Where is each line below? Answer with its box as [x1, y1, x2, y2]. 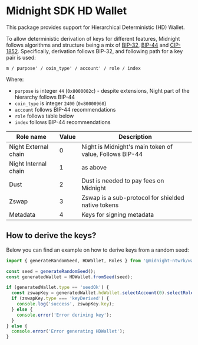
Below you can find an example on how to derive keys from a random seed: [6, 246, 190, 253]
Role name [16, 132, 47, 141]
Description [118, 132, 152, 141]
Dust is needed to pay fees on [81, 176, 164, 184]
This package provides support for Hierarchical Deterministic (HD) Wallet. [6, 24, 185, 31]
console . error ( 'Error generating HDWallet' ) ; [11, 328, 126, 334]
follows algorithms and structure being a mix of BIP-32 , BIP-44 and [6, 41, 169, 48]
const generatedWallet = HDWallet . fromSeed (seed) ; [6, 274, 133, 280]
